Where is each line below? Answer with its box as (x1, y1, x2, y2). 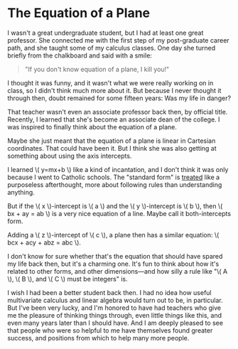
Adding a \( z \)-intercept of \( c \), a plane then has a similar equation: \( (7, 230, 220, 239)
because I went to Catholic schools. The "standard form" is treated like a (7, 173, 220, 181)
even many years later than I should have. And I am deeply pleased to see (7, 318, 224, 327)
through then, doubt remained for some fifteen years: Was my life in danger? (7, 94, 232, 102)
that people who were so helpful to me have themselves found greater (7, 326, 213, 335)
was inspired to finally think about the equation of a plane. (7, 122, 178, 131)
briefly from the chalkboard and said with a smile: (7, 51, 153, 60)
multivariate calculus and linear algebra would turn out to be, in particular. (7, 296, 223, 304)
